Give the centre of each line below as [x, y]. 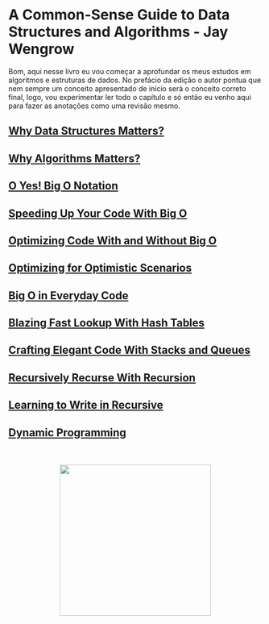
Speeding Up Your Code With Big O [98, 213]
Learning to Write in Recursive [86, 405]
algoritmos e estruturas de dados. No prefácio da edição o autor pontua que [135, 80]
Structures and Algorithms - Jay [118, 32]
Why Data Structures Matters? [87, 131]
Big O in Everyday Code [68, 295]
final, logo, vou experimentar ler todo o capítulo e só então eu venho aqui [130, 97]
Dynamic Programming [67, 433]
